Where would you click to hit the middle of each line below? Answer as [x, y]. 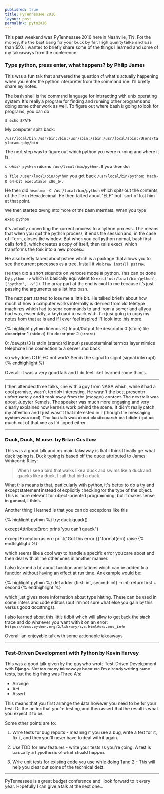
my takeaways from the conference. [41, 53]
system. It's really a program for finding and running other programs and [78, 101]
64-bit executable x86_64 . [36, 181]
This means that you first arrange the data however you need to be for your [81, 703]
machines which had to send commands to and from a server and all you [78, 309]
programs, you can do [27, 111]
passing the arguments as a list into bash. [47, 289]
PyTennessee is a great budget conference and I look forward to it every [78, 781]
